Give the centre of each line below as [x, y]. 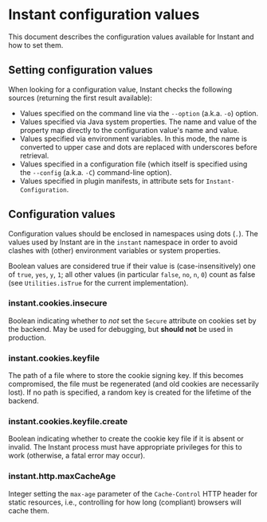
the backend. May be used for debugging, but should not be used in [121, 329]
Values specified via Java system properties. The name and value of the [138, 122]
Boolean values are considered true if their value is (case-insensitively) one [132, 266]
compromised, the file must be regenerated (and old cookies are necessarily [133, 384]
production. [27, 337]
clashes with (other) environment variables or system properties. [114, 250]
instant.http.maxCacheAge [62, 477]
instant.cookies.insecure [58, 303]
